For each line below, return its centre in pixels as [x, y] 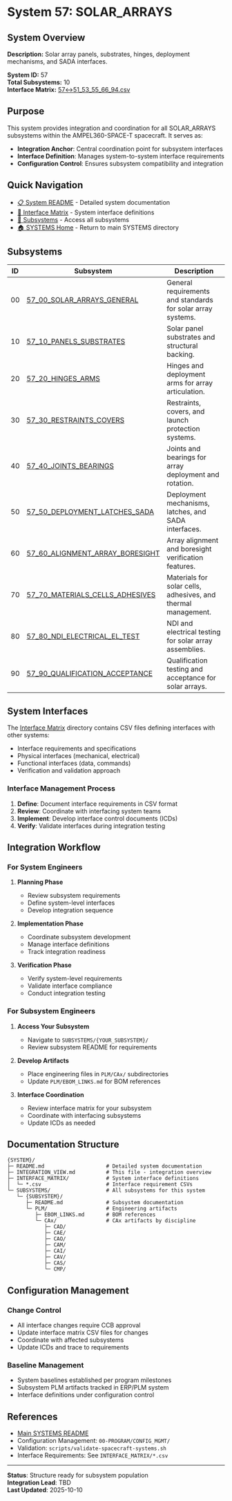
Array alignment [193, 540]
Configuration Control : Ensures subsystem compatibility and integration [120, 163]
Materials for [187, 578]
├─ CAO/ [55, 1239]
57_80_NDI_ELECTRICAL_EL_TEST [83, 636]
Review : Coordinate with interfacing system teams [89, 811]
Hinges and [185, 366]
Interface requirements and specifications [77, 748]
